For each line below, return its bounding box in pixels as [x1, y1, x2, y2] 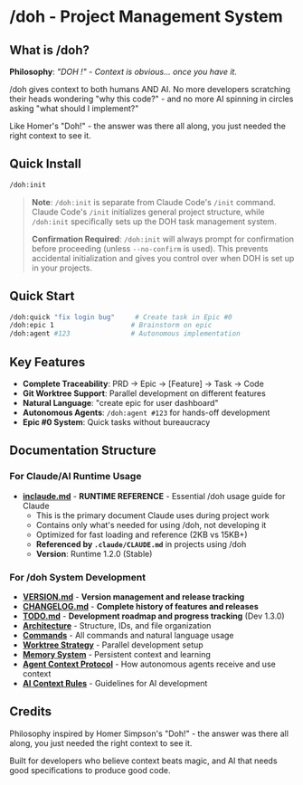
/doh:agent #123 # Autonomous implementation [9, 329, 241, 338]
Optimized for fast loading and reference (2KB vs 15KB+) [35, 529, 248, 540]
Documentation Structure [9, 443, 156, 459]
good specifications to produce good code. [9, 764, 171, 775]
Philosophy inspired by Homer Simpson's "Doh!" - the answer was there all [9, 728, 289, 739]
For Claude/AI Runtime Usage [9, 470, 142, 483]
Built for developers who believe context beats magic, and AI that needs [9, 755, 278, 766]
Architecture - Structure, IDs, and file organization [22, 619, 212, 630]
